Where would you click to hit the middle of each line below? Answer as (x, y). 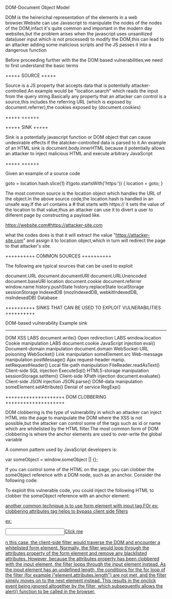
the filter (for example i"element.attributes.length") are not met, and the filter (86, 575)
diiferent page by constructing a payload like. (53, 215)
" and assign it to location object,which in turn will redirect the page (94, 240)
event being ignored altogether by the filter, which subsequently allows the (84, 586)
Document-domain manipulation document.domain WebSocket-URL (77, 349)
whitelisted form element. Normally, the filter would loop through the (77, 548)
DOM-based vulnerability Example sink (47, 323)
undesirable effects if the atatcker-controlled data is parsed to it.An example (86, 143)
